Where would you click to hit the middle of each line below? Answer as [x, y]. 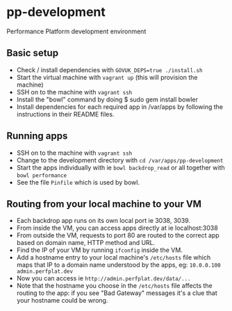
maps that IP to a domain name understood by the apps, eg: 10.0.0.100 [118, 265]
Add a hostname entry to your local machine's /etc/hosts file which [114, 258]
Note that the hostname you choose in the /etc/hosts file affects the [114, 286]
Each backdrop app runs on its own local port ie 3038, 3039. [103, 221]
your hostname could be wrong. [62, 301]
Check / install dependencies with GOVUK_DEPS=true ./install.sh [109, 69]
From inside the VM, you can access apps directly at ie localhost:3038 [117, 228]
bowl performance [42, 175]
